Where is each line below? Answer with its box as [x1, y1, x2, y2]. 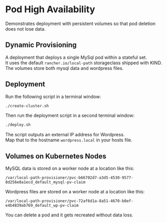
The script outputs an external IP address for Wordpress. [5, 132, 125, 138]
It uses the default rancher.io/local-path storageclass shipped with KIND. [5, 60, 162, 66]
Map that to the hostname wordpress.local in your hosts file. [5, 137, 133, 143]
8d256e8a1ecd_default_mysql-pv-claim [5, 180, 86, 185]
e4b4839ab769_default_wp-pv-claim [5, 203, 79, 208]
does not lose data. [5, 26, 46, 32]
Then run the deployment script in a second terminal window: [5, 112, 135, 118]
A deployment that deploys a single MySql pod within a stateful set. [5, 54, 147, 60]
